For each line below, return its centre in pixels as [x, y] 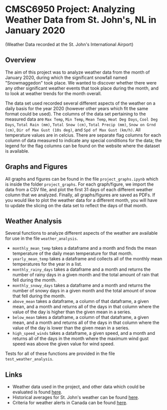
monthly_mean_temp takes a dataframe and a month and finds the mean [84, 248]
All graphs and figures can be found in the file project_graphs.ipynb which [82, 179]
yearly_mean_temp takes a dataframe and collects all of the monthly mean [87, 259]
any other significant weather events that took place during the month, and [82, 88]
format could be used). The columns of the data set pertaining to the [76, 114]
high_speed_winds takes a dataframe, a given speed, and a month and [84, 333]
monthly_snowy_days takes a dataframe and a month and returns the [82, 285]
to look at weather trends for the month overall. [54, 93]
